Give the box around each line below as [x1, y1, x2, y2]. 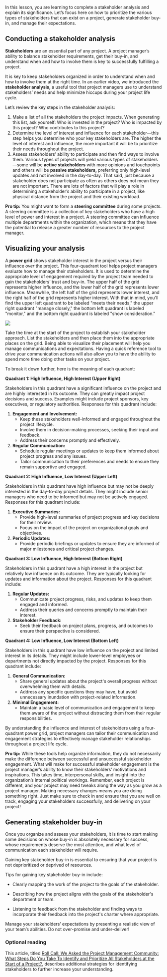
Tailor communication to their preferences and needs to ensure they [19, 458, 160, 464]
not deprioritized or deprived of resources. [5, 862, 93, 868]
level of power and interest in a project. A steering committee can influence [5, 214, 159, 220]
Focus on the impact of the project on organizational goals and [19, 524, 149, 531]
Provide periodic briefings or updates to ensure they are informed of [19, 540, 160, 546]
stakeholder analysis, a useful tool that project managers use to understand [5, 84, 162, 90]
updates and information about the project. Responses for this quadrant [5, 576, 152, 582]
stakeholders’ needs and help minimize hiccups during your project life [5, 89, 151, 95]
